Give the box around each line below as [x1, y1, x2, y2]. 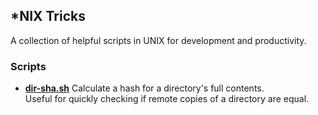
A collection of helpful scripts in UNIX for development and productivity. [10, 34, 307, 46]
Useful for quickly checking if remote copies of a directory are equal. [24, 93, 310, 105]
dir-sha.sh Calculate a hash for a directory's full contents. [24, 82, 265, 94]
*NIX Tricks [10, 8, 86, 25]
